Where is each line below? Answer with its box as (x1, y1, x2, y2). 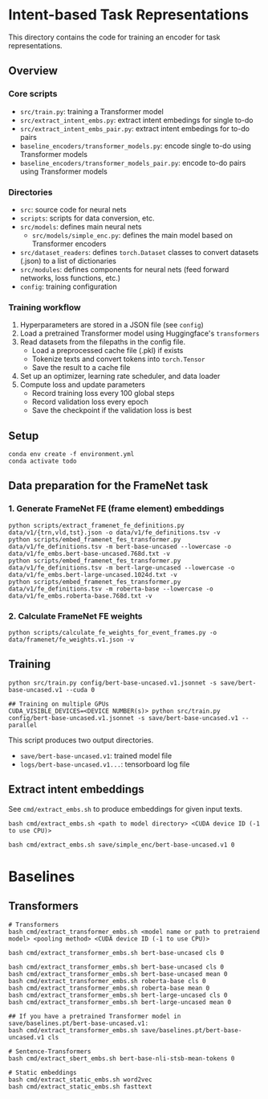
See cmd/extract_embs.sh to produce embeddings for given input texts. (8, 804, 243, 813)
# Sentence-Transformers (8, 1048, 91, 1056)
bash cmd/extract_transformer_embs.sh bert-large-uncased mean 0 (8, 998, 231, 1006)
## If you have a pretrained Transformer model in (8, 1012, 181, 1020)
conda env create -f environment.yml (8, 451, 135, 459)
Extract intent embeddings (8, 783, 144, 796)
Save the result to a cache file (31, 363, 131, 373)
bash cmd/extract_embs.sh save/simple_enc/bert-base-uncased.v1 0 (8, 841, 235, 849)
